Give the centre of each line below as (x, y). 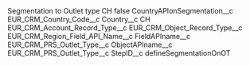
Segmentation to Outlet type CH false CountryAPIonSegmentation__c (121, 11)
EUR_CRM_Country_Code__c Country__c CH (79, 19)
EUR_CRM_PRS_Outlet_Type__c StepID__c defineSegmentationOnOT (119, 53)
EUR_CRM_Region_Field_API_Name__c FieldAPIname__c (99, 36)
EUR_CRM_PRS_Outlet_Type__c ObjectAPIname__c (90, 45)
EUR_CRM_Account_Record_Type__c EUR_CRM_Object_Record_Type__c (125, 28)
